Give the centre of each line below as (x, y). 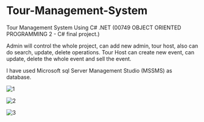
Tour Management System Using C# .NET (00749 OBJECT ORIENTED (94, 27)
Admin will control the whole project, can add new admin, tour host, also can (102, 46)
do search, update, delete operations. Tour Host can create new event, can (100, 52)
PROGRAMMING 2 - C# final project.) (53, 34)
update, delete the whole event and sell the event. (69, 59)
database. (19, 77)
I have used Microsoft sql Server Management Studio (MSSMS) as (89, 70)
